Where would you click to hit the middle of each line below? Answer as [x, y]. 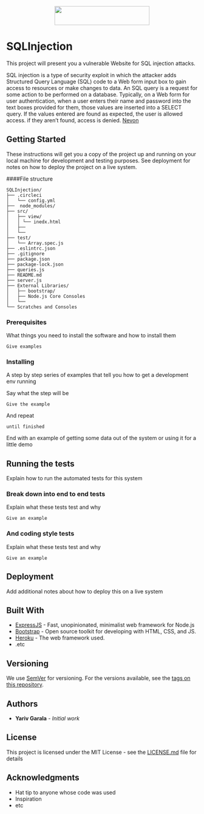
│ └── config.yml [31, 201]
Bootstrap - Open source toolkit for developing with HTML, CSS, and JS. [105, 632]
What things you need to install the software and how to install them [91, 336]
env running [21, 381]
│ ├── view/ [24, 216]
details [15, 758]
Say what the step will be [38, 393]
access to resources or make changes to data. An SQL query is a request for [102, 88]
